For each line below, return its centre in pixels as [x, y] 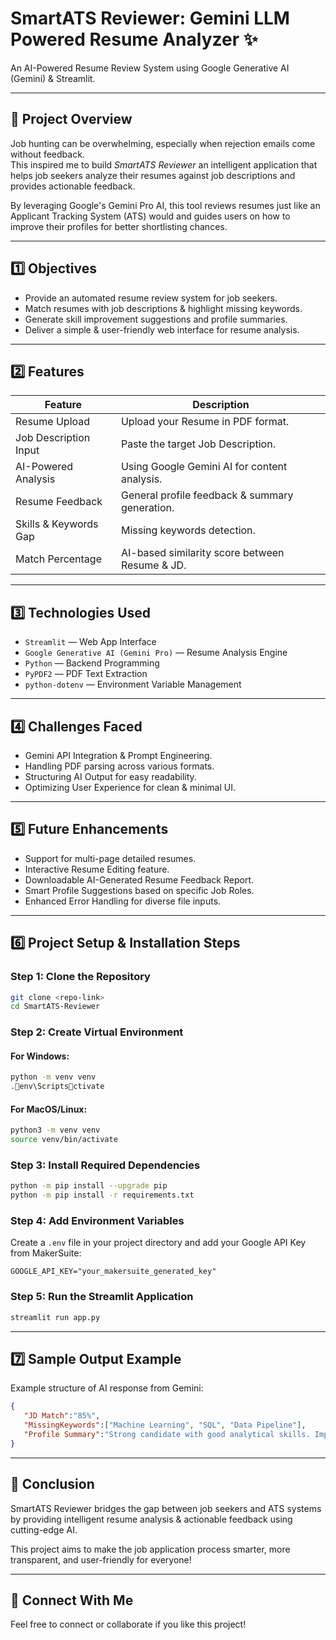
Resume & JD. [153, 565]
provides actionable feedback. [73, 186]
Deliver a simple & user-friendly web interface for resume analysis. [162, 329]
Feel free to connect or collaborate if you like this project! [128, 1624]
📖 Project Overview [71, 119]
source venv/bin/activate [64, 1140]
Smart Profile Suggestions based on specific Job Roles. [139, 890]
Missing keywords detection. [188, 530]
